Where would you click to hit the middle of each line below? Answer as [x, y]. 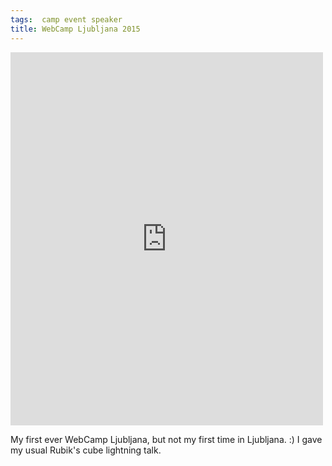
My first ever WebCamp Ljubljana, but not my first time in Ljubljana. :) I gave [166, 439]
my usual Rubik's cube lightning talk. [86, 450]
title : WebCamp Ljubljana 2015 [75, 29]
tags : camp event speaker [66, 19]
